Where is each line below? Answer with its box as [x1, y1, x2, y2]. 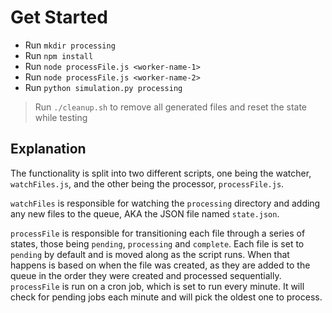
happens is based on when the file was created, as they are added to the [10, 259, 311, 271]
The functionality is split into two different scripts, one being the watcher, [10, 167, 312, 179]
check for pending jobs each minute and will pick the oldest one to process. [10, 291, 323, 303]
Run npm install [24, 49, 94, 61]
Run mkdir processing [24, 39, 116, 51]
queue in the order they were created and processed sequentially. [10, 269, 282, 281]
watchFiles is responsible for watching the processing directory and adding [10, 197, 321, 209]
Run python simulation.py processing [24, 81, 183, 93]
